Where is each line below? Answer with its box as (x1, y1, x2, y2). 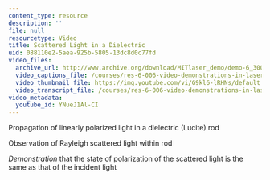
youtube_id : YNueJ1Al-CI (15, 101, 99, 109)
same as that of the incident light (8, 162, 117, 172)
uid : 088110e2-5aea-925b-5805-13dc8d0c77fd (8, 49, 157, 57)
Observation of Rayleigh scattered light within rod (8, 138, 173, 148)
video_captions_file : (15, 71, 88, 79)
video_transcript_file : (15, 86, 95, 94)
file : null (8, 26, 45, 34)
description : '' (8, 19, 63, 27)
